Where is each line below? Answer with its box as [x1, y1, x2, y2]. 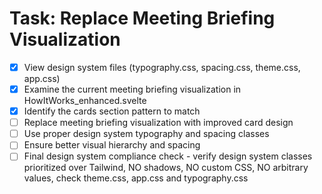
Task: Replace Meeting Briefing [9, 7, 276, 30]
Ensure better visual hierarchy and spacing [23, 139, 201, 151]
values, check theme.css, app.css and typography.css [23, 172, 249, 184]
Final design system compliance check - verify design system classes [23, 150, 313, 162]
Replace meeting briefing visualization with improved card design [23, 117, 294, 129]
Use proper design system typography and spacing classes [23, 128, 270, 140]
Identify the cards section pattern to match [23, 105, 201, 117]
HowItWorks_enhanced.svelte [23, 95, 147, 107]
